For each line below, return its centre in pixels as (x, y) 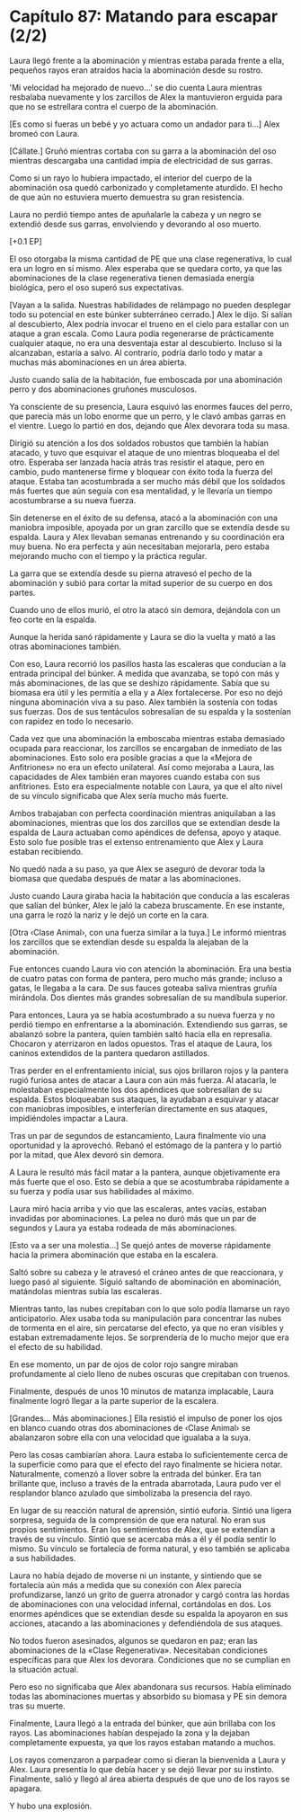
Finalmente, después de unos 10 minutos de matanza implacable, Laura (142, 1391)
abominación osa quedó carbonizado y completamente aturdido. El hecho (146, 187)
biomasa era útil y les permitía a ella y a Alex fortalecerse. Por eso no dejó (146, 692)
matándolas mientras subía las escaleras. (86, 1291)
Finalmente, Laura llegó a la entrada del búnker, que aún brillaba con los (142, 1723)
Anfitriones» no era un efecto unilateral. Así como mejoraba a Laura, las (142, 767)
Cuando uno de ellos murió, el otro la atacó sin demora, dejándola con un (145, 609)
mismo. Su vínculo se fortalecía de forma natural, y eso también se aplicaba (150, 1549)
